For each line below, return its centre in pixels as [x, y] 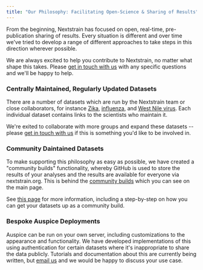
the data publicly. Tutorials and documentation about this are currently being [101, 254]
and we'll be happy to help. [40, 73]
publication [20, 35]
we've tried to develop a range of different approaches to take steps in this [99, 42]
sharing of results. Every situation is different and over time [109, 35]
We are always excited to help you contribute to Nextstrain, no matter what [99, 60]
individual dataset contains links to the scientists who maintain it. [87, 114]
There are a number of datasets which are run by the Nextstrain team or [96, 102]
